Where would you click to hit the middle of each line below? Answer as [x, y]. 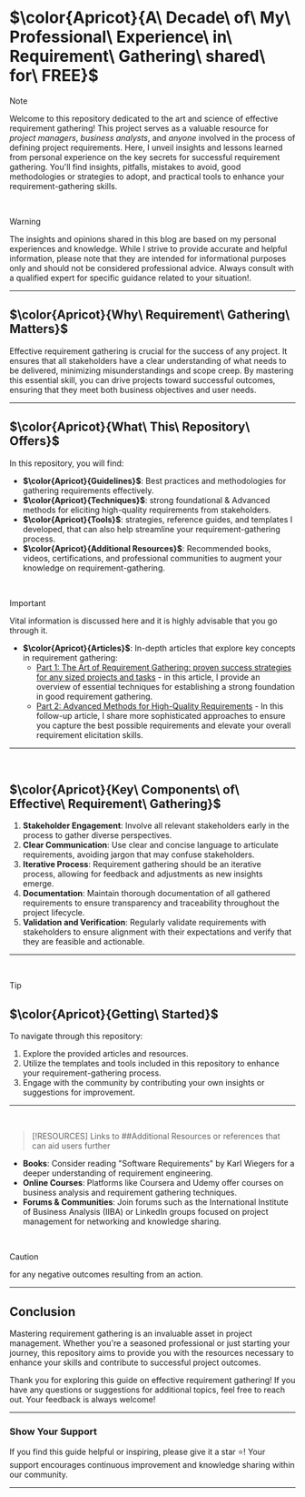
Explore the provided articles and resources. [105, 1054]
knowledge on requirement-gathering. [94, 568]
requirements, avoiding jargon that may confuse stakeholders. [138, 855]
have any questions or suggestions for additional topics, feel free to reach [148, 1390]
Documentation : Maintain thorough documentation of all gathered [146, 894]
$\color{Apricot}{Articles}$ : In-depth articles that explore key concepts [159, 648]
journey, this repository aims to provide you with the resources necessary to [152, 1353]
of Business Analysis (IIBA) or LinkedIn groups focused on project [146, 1212]
